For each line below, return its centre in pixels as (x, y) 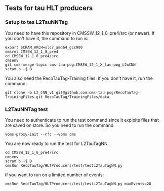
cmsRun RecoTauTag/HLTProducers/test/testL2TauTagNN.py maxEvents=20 (78, 184)
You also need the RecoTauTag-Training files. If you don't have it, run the (79, 78)
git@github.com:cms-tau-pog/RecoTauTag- (98, 93)
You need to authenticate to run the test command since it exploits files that (82, 120)
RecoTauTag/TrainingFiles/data (77, 97)
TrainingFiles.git (24, 97)
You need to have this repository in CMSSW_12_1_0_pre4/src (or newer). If (80, 33)
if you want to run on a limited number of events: (55, 175)
